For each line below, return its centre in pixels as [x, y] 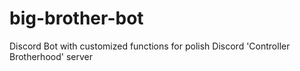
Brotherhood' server [51, 56]
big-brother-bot [76, 18]
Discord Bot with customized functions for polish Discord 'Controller [150, 46]
